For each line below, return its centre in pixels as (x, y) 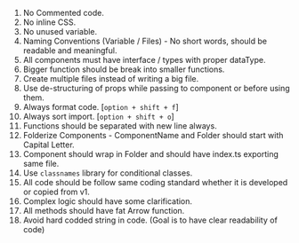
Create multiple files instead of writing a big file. (111, 78)
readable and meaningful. (70, 51)
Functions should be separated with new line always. (120, 126)
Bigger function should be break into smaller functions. (124, 69)
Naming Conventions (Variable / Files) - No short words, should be (145, 41)
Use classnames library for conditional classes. (108, 173)
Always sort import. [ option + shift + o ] (98, 116)
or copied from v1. (56, 192)
